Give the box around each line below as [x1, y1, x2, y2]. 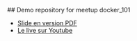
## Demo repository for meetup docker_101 [7, 6, 131, 14]
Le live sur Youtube [17, 27, 73, 34]
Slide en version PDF [17, 19, 78, 27]
